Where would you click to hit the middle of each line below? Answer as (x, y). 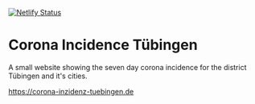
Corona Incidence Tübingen (103, 45)
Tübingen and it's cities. (48, 76)
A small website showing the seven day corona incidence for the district (127, 67)
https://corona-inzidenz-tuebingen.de (71, 91)
